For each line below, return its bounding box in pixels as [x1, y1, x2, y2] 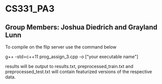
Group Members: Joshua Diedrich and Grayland [5, 23, 158, 31]
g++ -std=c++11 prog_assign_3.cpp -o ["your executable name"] [5, 53, 139, 59]
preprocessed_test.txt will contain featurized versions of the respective [5, 68, 152, 74]
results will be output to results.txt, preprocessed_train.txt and [5, 63, 134, 69]
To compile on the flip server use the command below [5, 44, 117, 50]
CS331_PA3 [5, 3, 55, 14]
